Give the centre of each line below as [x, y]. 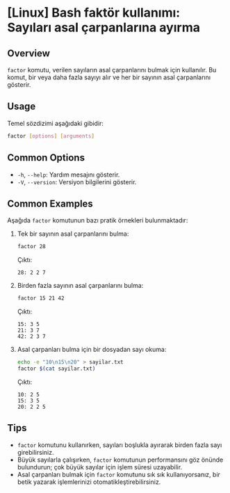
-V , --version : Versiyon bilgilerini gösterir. [77, 181]
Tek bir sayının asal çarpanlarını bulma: [73, 234]
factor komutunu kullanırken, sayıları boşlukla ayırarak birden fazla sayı [120, 445]
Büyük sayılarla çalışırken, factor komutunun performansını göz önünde [120, 460]
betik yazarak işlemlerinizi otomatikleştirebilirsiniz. [89, 482]
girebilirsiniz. [35, 452]
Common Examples [50, 203]
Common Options [46, 158]
